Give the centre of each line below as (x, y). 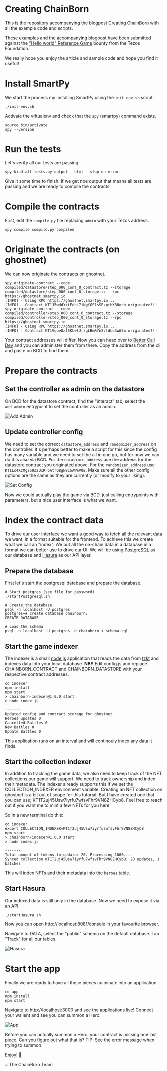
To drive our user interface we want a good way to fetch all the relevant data (83, 534)
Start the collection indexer (48, 762)
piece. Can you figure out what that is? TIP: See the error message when (80, 1040)
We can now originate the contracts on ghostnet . (55, 274)
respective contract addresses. (37, 674)
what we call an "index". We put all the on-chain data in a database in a (78, 545)
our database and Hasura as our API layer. (49, 555)
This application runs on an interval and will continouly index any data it (79, 741)
